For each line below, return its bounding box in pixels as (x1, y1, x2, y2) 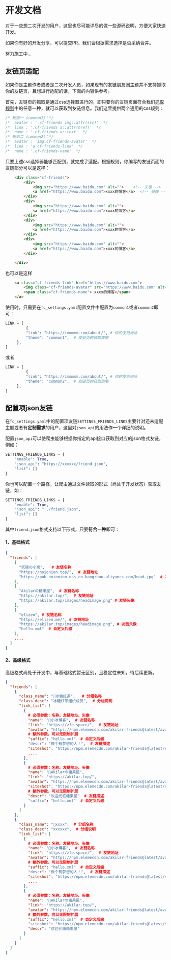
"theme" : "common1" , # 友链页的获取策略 (25, 335, 109, 340)
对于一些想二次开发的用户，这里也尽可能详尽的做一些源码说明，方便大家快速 (5, 22, 166, 29)
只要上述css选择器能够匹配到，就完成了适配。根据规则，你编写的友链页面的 (5, 158, 164, 164)
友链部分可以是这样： (5, 164, 50, 171)
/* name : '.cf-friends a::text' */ (5, 130, 88, 135)
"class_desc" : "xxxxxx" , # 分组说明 (18, 826, 96, 832)
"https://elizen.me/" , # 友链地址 (18, 617, 89, 622)
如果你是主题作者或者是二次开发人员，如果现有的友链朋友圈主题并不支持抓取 (5, 81, 166, 87)
